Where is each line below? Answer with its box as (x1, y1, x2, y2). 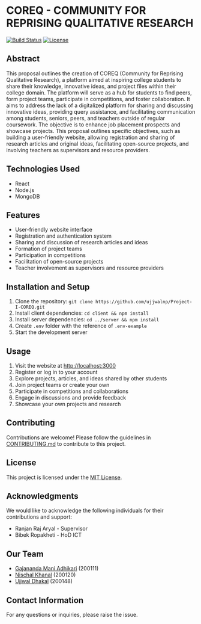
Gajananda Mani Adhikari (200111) (14, 565, 99, 572)
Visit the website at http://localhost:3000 (14, 362, 116, 369)
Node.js (14, 186, 35, 193)
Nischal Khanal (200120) (14, 571, 76, 578)
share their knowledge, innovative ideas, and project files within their (6, 82, 176, 90)
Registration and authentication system (14, 232, 112, 239)
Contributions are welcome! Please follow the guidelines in (6, 434, 151, 441)
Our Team (6, 549, 44, 559)
